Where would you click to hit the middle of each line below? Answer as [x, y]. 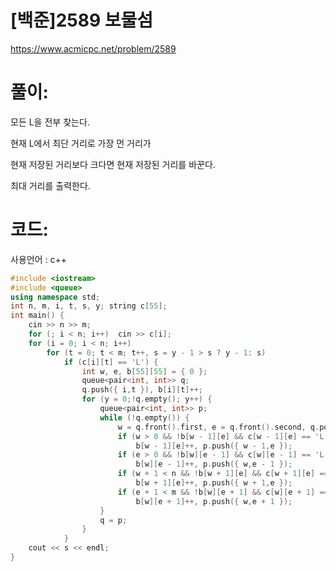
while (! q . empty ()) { [144, 417]
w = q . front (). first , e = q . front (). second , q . [218, 427]
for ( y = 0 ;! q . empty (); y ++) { [147, 399]
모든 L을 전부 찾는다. [50, 122]
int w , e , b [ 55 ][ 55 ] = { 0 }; [144, 371]
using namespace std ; [55, 297]
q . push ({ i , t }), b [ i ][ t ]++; [142, 390]
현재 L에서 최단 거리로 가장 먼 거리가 [81, 143]
